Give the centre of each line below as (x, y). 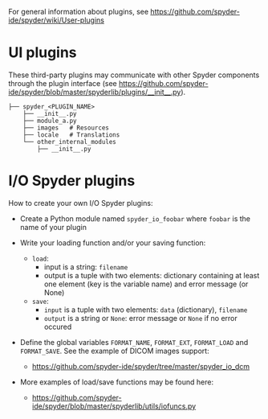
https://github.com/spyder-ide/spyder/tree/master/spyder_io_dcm (141, 366)
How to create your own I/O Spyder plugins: (81, 203)
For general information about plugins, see (79, 12)
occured (58, 327)
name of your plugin (53, 227)
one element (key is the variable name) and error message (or (146, 284)
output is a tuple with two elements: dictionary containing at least (152, 275)
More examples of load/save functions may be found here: (117, 382)
